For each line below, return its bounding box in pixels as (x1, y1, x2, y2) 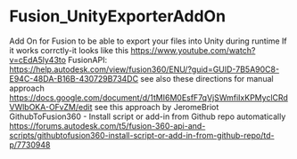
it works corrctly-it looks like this (9, 44, 129, 55)
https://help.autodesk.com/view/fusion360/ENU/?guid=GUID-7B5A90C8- (9, 64, 279, 75)
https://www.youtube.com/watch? (130, 44, 256, 55)
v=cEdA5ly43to (9, 54, 67, 65)
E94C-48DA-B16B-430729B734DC (9, 73, 139, 83)
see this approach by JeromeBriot (94, 101, 219, 112)
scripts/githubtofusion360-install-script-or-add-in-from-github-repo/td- (9, 130, 275, 140)
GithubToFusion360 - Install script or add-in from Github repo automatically (9, 111, 286, 122)
